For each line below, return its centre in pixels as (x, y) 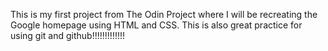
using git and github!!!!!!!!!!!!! (68, 35)
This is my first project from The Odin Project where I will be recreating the (164, 14)
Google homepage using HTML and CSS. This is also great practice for (156, 25)
